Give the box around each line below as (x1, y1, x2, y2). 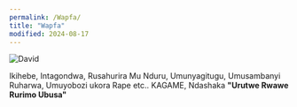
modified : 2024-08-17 (9, 29, 90, 38)
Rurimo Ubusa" (9, 89, 67, 100)
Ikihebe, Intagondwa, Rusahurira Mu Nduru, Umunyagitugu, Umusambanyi (9, 71, 281, 81)
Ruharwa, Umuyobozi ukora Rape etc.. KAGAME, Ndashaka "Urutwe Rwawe (9, 80, 289, 91)
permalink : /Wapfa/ (9, 12, 82, 22)
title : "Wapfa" (9, 21, 66, 30)
